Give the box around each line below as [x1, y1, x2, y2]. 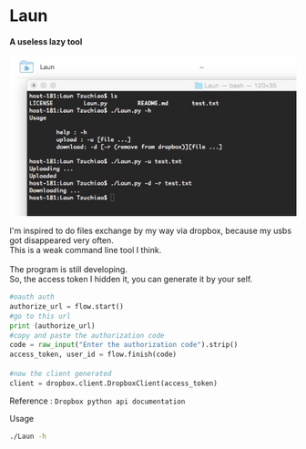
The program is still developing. [9, 264, 127, 274]
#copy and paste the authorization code [9, 331, 166, 340]
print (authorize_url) [9, 321, 96, 331]
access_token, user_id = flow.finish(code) [9, 350, 178, 360]
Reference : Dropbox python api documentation [9, 395, 186, 406]
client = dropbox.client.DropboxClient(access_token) [9, 379, 219, 388]
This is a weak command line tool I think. [9, 245, 162, 255]
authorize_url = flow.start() [9, 301, 125, 311]
